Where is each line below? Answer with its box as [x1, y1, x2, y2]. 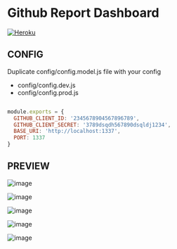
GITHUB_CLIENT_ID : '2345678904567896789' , [13, 115, 140, 122]
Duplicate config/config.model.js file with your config [7, 67, 162, 75]
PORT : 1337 [13, 134, 46, 141]
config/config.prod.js [17, 88, 79, 96]
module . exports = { [7, 108, 65, 115]
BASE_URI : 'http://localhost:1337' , [13, 128, 121, 135]
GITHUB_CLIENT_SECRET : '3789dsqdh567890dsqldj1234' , [13, 121, 171, 128]
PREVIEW [7, 160, 51, 172]
